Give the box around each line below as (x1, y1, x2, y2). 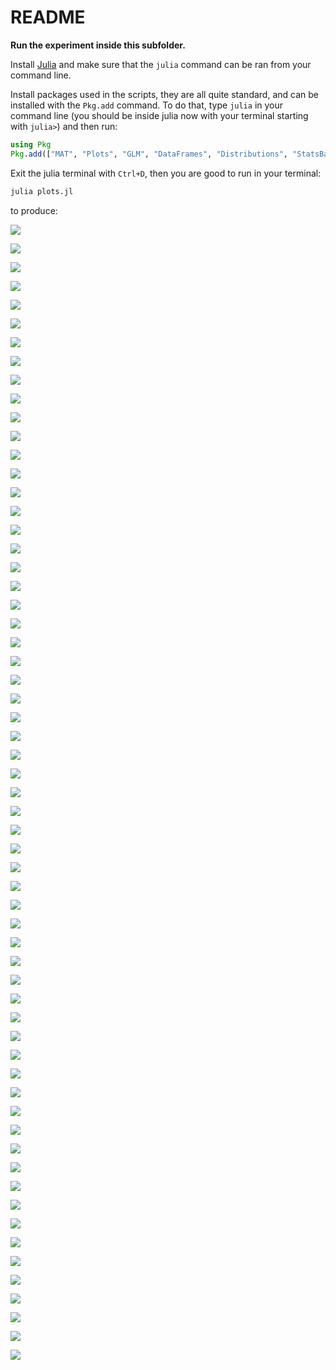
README (10, 6, 86, 29)
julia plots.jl (10, 186, 74, 196)
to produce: (10, 204, 58, 216)
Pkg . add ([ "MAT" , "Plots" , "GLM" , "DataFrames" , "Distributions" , (10, 149, 288, 159)
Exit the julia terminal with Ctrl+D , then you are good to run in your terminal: (10, 167, 322, 179)
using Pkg (10, 139, 52, 150)
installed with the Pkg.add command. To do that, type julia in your (10, 99, 284, 111)
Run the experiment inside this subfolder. (10, 39, 186, 51)
